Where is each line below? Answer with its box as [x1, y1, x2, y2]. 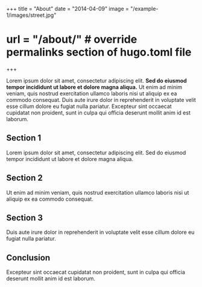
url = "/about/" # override [6, 33, 137, 46]
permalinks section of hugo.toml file [6, 45, 192, 59]
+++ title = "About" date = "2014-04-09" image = [6, 5, 130, 12]
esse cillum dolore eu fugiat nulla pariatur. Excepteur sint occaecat [6, 102, 172, 110]
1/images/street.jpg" [6, 11, 57, 19]
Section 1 [6, 133, 41, 143]
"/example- [130, 5, 159, 12]
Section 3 [6, 212, 43, 222]
